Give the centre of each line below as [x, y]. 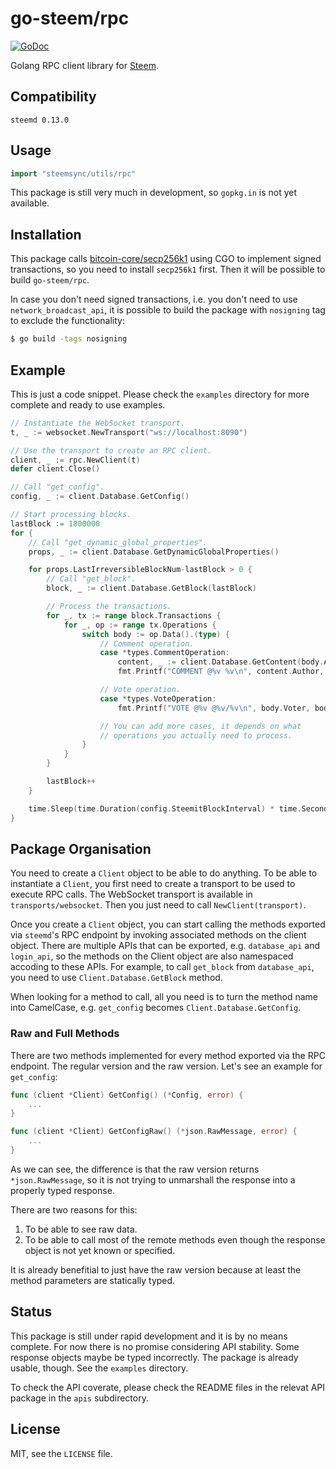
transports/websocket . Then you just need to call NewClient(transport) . [158, 905]
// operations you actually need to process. [196, 735]
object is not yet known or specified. [100, 1250]
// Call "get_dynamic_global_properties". [118, 542]
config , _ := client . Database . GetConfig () [100, 497]
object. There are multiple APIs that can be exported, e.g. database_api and [165, 946]
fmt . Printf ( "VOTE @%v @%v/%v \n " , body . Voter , [214, 708]
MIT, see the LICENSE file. [61, 1453]
